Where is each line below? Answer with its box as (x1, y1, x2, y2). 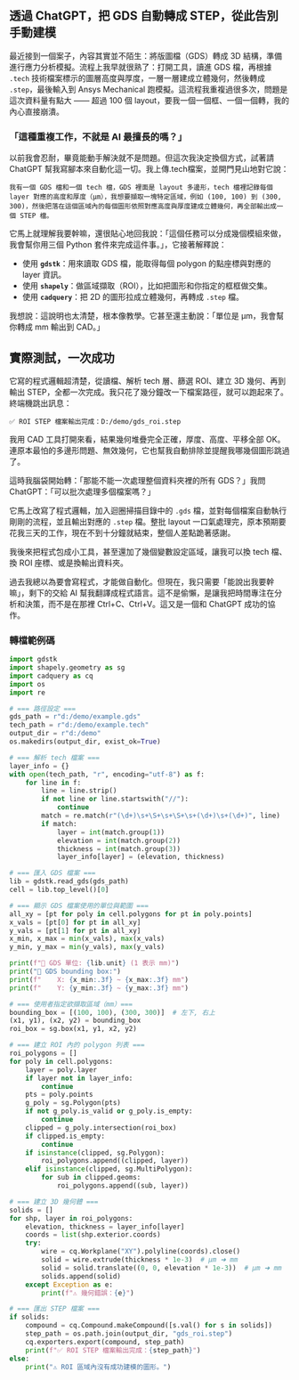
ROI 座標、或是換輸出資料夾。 (19, 557, 129, 568)
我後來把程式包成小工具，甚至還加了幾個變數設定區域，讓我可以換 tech (9, 546, 270, 556)
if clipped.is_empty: (25, 1132, 105, 1141)
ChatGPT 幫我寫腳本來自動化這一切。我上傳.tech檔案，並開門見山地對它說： (9, 164, 289, 175)
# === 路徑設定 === (9, 704, 77, 713)
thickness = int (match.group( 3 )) (56, 844, 181, 853)
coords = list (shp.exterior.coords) (25, 1230, 162, 1239)
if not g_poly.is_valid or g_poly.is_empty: (25, 1107, 193, 1116)
